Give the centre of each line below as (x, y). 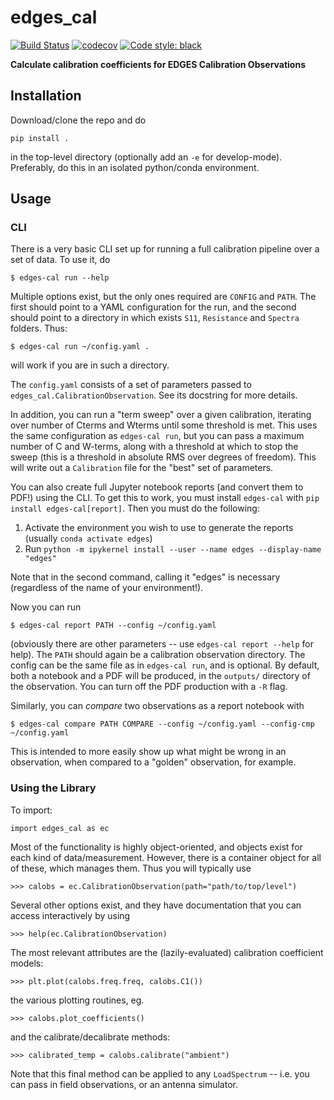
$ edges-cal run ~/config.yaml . (80, 347)
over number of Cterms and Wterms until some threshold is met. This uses (164, 425)
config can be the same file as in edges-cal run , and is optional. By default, (165, 665)
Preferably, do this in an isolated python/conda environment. (135, 167)
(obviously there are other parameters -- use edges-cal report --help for (162, 644)
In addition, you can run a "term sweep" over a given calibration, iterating (161, 415)
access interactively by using (70, 915)
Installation (46, 96)
